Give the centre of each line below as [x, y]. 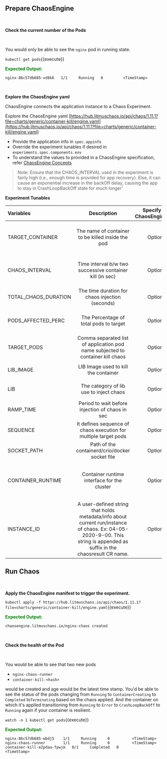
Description [103, 213]
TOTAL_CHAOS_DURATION [40, 297]
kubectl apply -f [23, 602]
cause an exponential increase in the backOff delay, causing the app [87, 183]
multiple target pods [103, 436]
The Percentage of [103, 317]
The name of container [103, 231]
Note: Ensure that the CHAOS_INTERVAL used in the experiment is [85, 172]
